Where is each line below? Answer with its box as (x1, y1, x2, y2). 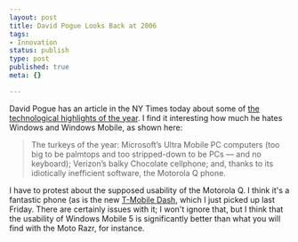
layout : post (9, 12, 58, 22)
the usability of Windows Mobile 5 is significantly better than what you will (9, 213, 281, 223)
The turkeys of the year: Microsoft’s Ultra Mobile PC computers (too (30, 139, 280, 149)
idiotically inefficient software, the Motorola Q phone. (30, 167, 227, 178)
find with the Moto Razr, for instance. (9, 222, 145, 233)
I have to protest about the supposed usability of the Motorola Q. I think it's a (9, 184, 290, 196)
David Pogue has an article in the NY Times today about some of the (9, 103, 261, 114)
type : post (9, 54, 50, 63)
